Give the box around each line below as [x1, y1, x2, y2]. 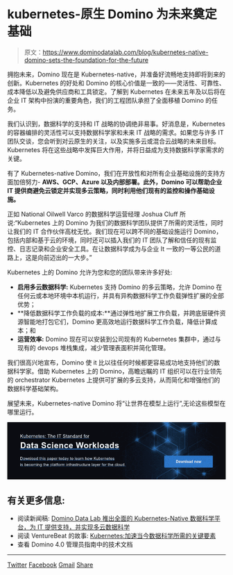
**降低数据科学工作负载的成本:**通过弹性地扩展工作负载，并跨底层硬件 [17, 308, 220, 317]
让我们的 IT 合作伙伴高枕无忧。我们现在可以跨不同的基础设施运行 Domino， [7, 227, 223, 235]
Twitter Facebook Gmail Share [7, 560, 94, 569]
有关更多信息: [7, 494, 66, 506]
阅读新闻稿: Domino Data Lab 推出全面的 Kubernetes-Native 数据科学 [17, 515, 215, 523]
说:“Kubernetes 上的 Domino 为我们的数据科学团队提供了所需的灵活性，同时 [7, 218, 224, 226]
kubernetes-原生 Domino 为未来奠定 [7, 6, 217, 22]
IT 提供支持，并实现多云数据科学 [37, 523, 130, 531]
